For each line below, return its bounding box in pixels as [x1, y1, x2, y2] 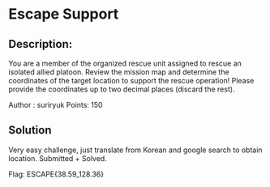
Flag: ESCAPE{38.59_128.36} [8, 169, 104, 179]
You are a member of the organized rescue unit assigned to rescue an [8, 58, 242, 68]
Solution [8, 123, 52, 138]
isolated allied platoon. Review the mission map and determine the [8, 67, 229, 77]
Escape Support [8, 5, 119, 23]
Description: [8, 37, 73, 51]
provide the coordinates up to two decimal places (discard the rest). [8, 84, 235, 94]
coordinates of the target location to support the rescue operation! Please [8, 76, 255, 85]
